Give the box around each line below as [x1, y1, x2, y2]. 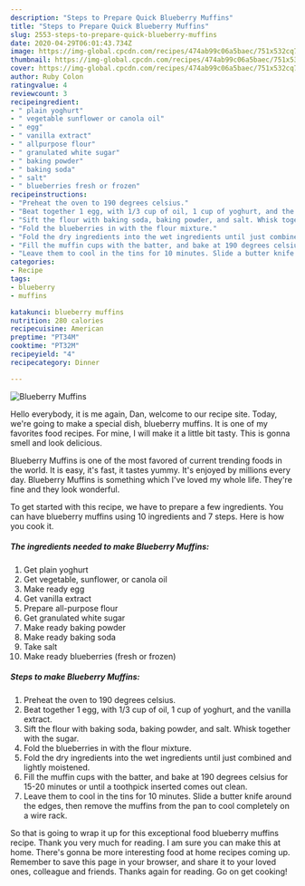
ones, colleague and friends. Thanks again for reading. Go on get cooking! [10, 866, 288, 877]
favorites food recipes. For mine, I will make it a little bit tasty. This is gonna [10, 428, 291, 438]
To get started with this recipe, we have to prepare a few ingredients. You [10, 501, 284, 512]
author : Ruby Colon [10, 72, 84, 82]
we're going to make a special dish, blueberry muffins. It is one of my [10, 418, 268, 429]
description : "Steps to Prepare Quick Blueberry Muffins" [10, 13, 234, 23]
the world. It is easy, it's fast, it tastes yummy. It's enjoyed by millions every [10, 464, 291, 476]
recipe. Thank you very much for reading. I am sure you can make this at [10, 837, 281, 848]
